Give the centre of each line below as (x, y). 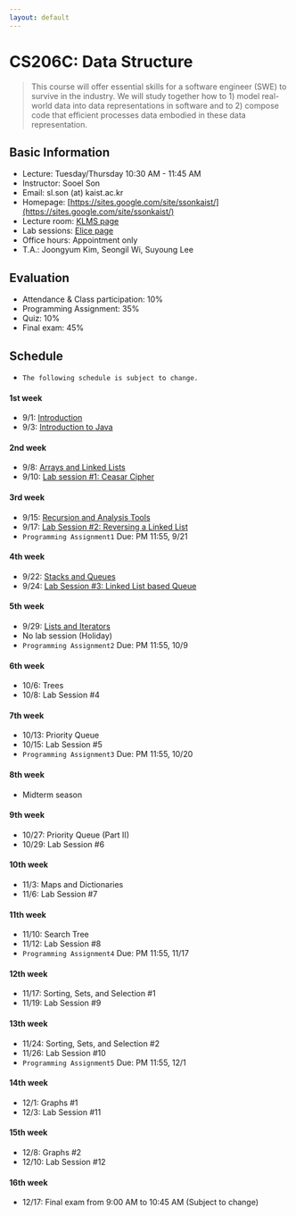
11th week (28, 914)
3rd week (27, 497)
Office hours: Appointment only (80, 240)
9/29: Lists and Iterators (66, 627)
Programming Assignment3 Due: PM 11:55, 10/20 (107, 754)
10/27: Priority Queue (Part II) (75, 835)
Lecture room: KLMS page (70, 221)
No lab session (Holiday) (67, 636)
